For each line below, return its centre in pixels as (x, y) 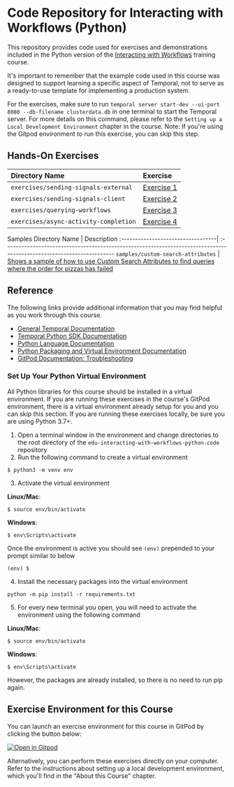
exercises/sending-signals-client (68, 199)
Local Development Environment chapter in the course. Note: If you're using (115, 126)
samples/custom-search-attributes (166, 254)
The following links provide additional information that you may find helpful (115, 307)
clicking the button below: (44, 734)
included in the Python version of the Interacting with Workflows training (111, 55)
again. (16, 687)
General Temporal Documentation (66, 328)
